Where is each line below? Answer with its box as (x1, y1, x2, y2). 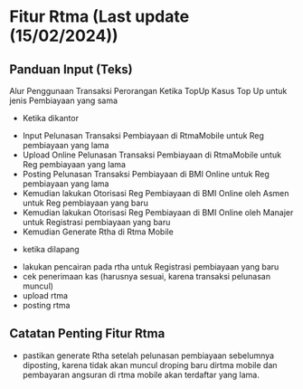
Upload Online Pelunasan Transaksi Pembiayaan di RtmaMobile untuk (22, 149, 282, 160)
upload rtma (22, 290, 69, 300)
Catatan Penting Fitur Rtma (9, 326, 166, 341)
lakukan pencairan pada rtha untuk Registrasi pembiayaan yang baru (22, 261, 279, 272)
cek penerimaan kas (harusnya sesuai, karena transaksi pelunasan (22, 271, 271, 281)
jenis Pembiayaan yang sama (9, 95, 118, 106)
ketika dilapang (22, 244, 80, 254)
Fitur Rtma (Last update (9, 6, 190, 27)
